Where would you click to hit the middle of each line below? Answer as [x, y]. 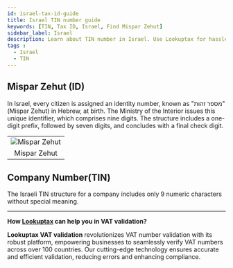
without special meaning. [43, 202]
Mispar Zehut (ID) [46, 87]
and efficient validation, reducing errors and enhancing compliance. [104, 257]
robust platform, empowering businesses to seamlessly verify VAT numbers [115, 242]
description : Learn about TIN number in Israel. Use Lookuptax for [107, 39]
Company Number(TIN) [59, 177]
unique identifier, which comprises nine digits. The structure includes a [109, 118]
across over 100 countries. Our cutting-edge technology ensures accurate [113, 249]
